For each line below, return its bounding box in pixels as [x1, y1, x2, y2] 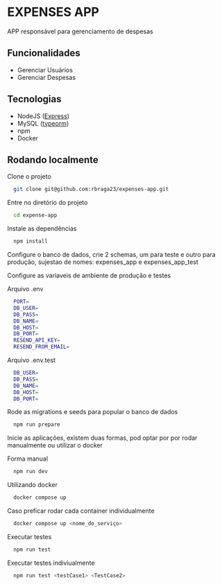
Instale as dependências [7, 224, 77, 233]
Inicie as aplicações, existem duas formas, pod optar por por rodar [7, 434, 198, 442]
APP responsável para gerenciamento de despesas [7, 27, 154, 35]
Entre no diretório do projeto [7, 199, 88, 207]
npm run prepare [13, 421, 60, 428]
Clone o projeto [7, 172, 52, 181]
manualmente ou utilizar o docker [7, 441, 103, 450]
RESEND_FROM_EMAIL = [13, 343, 70, 351]
